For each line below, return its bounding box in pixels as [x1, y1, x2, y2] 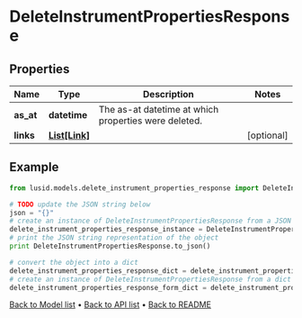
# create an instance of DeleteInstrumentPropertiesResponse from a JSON [9, 216, 292, 226]
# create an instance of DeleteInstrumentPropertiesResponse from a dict [9, 275, 292, 284]
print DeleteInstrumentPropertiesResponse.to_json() [9, 241, 211, 251]
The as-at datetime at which [98, 104, 219, 115]
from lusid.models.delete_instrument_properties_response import [9, 183, 259, 193]
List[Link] [48, 129, 90, 141]
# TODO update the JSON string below [9, 200, 151, 209]
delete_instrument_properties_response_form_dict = [9, 283, 207, 292]
